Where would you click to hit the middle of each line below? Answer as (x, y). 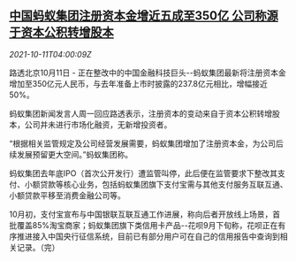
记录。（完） (38, 247)
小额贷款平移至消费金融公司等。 (67, 195)
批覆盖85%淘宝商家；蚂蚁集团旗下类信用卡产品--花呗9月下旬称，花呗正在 (144, 225)
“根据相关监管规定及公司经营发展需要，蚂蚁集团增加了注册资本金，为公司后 (147, 143)
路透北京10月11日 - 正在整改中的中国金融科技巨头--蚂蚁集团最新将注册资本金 (148, 73)
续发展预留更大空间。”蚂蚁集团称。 (71, 154)
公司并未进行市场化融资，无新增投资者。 (98, 124)
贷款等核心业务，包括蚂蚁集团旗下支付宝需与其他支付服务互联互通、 (163, 184)
